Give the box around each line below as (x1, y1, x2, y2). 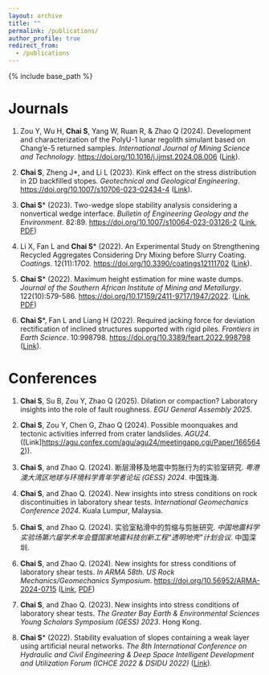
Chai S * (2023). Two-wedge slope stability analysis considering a (19, 200, 238, 209)
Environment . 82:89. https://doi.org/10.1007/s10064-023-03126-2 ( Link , (19, 217, 258, 226)
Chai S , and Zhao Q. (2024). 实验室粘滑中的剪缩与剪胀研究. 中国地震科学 (19, 522, 260, 532)
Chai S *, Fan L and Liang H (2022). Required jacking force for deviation (19, 315, 255, 325)
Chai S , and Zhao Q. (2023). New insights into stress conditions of (19, 599, 239, 609)
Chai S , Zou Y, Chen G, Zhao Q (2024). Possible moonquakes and (19, 420, 238, 429)
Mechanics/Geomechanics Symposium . (19, 575, 153, 585)
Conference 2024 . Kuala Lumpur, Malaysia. (19, 505, 163, 516)
